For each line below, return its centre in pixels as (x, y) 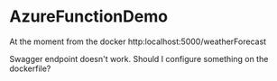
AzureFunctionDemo (89, 17)
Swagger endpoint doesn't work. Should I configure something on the (139, 58)
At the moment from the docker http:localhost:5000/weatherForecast (138, 41)
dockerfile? (30, 68)
